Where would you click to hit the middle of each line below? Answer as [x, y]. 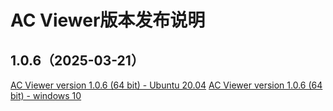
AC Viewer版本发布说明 [108, 20]
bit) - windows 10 [46, 95]
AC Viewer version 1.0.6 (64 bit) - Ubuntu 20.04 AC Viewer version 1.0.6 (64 [166, 85]
